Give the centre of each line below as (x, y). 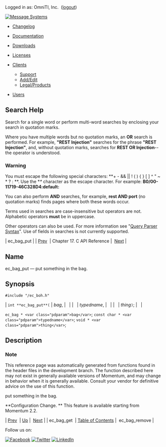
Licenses (21, 55)
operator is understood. (37, 153)
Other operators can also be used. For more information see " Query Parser (81, 226)
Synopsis (20, 284)
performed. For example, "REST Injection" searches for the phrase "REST (81, 142)
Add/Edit (29, 80)
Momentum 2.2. (21, 411)
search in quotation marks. (32, 127)
